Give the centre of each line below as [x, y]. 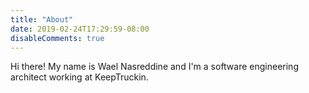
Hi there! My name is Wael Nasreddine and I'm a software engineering [154, 67]
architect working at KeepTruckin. [79, 77]
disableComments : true [57, 38]
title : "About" [42, 19]
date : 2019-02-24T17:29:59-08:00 [80, 29]
